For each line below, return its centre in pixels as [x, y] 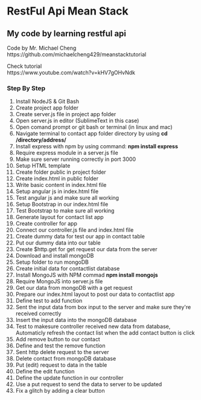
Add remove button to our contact [58, 339]
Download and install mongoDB [55, 256]
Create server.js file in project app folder [66, 114]
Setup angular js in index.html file [57, 191]
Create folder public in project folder [61, 172]
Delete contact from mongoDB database [66, 359]
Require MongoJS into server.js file [59, 281]
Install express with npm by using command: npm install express [97, 146]
